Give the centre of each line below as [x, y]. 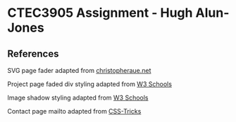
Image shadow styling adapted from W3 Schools [78, 97]
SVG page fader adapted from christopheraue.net [79, 70]
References [33, 54]
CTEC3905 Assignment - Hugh [100, 13]
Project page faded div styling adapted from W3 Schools [90, 84]
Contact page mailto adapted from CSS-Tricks [74, 111]
